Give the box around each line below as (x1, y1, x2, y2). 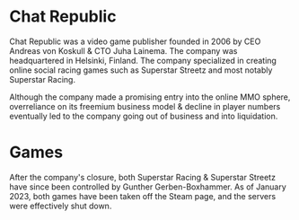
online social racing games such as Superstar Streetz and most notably (9, 65, 273, 75)
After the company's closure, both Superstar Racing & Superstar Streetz (9, 172, 277, 182)
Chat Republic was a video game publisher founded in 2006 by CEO (9, 36, 261, 47)
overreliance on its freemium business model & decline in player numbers (9, 101, 281, 111)
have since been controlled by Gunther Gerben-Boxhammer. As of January (9, 181, 287, 192)
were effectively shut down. (9, 200, 112, 211)
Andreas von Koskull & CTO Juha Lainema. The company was (9, 45, 238, 56)
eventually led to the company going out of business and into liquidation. (9, 110, 278, 121)
